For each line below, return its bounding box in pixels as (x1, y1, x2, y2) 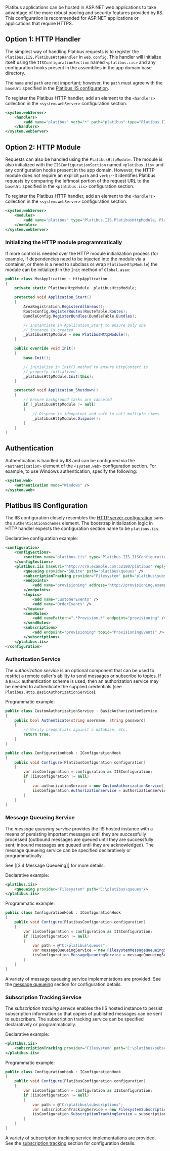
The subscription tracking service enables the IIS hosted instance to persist (5, 1005, 163, 1011)
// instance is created (23, 327, 73, 333)
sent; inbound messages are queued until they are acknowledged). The (5, 842, 154, 848)
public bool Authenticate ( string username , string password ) (14, 718, 146, 723)
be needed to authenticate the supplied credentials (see (5, 683, 122, 689)
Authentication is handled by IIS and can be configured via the (5, 457, 135, 463)
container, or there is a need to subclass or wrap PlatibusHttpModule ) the (5, 261, 158, 267)
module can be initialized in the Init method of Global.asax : (5, 267, 131, 273)
